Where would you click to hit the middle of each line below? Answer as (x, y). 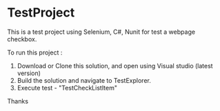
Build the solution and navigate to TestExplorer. (84, 80)
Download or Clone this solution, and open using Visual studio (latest (115, 65)
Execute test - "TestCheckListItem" (67, 88)
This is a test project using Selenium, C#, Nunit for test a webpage (101, 32)
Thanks (18, 101)
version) (29, 73)
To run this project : (35, 52)
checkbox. (22, 39)
